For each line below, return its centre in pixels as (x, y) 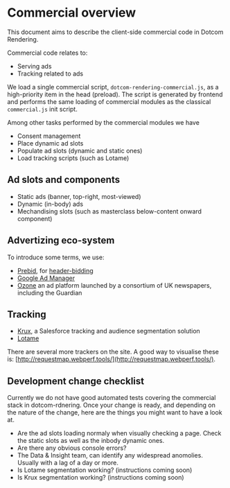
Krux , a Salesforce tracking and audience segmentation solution (109, 331)
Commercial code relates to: (47, 53)
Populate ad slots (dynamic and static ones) (80, 150)
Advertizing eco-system (61, 241)
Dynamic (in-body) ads (50, 204)
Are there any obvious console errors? (72, 448)
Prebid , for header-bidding (55, 270)
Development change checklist (76, 381)
